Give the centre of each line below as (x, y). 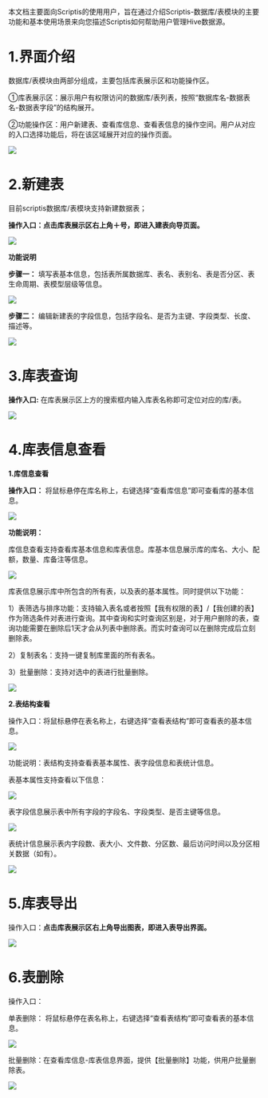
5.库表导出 (43, 903)
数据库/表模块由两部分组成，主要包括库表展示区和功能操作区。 (111, 80)
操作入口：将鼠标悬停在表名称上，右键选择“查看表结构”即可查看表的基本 (127, 721)
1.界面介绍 (42, 57)
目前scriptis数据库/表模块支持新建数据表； (78, 208)
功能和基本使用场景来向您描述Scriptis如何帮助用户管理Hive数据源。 (119, 22)
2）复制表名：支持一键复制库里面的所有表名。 (84, 655)
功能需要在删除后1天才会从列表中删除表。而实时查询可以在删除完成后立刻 (135, 628)
